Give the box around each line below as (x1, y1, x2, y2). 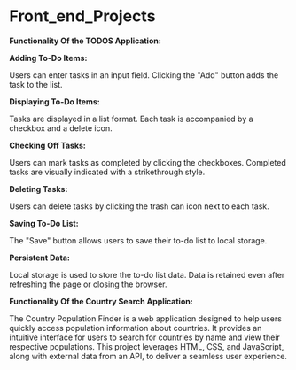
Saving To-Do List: (9, 218, 79, 228)
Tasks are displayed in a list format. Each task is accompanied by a (9, 113, 254, 124)
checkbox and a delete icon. (9, 122, 113, 134)
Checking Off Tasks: (9, 140, 87, 150)
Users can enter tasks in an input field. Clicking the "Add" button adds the (9, 69, 279, 81)
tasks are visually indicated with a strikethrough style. (9, 166, 206, 177)
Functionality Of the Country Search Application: (9, 296, 193, 306)
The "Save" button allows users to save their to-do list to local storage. (9, 235, 268, 245)
